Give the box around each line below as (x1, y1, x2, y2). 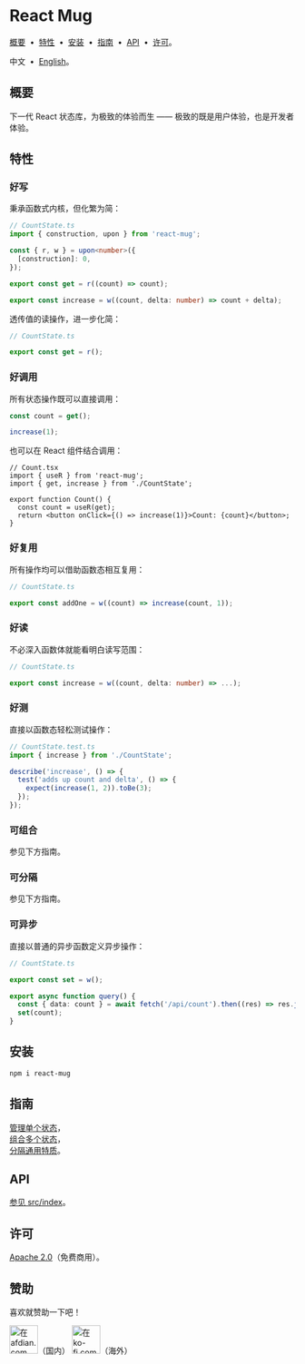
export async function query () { (9, 991, 136, 1001)
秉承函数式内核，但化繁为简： (9, 203, 121, 214)
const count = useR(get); (17, 503, 116, 513)
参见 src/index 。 (9, 1197, 71, 1208)
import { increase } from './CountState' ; (9, 751, 172, 760)
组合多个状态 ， (9, 1133, 65, 1144)
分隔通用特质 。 (9, 1144, 65, 1155)
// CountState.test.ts (9, 741, 95, 751)
